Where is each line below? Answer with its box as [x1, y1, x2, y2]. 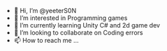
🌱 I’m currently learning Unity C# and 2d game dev [13, 21, 161, 29]
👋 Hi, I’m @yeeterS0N [13, 7, 77, 14]
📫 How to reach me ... [13, 37, 79, 44]
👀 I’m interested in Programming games [13, 14, 128, 22]
